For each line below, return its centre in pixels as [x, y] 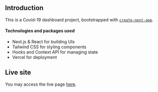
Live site [18, 73]
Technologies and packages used [40, 31]
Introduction [24, 8]
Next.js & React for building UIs [43, 42]
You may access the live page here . [41, 84]
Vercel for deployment [34, 57]
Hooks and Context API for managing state [55, 52]
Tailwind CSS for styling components [49, 47]
